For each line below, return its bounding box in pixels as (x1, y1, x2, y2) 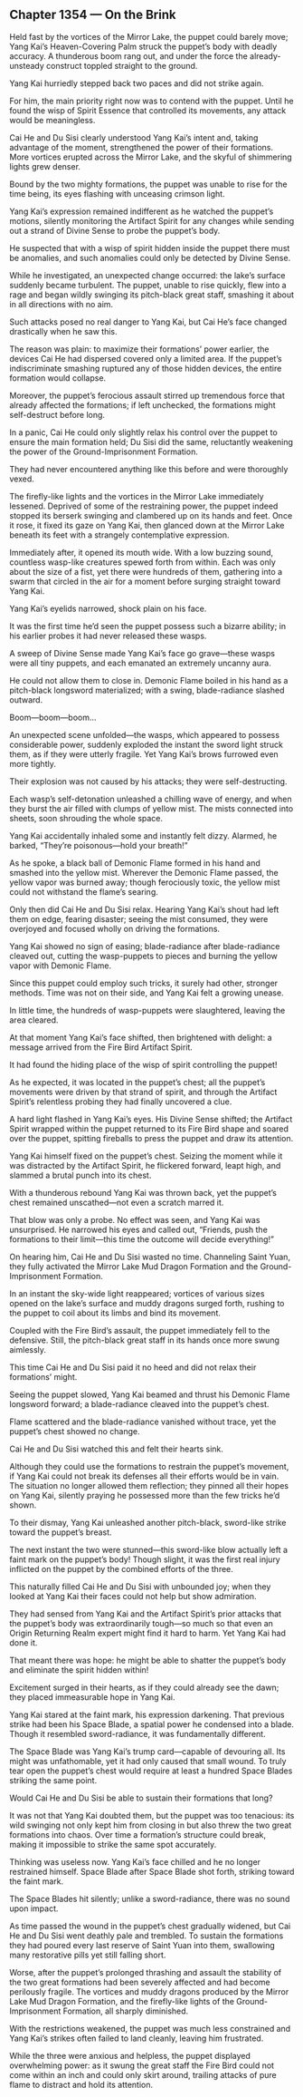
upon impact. (9, 1903, 59, 1914)
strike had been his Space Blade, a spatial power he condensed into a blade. (9, 1718, 294, 1730)
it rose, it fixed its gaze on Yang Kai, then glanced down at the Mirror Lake (9, 519, 285, 530)
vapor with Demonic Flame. (9, 960, 111, 971)
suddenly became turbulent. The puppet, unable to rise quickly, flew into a (9, 279, 287, 290)
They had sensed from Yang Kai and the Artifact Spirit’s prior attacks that (9, 1608, 282, 1619)
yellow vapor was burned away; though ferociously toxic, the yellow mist (9, 877, 280, 888)
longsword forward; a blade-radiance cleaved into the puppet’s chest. (9, 1398, 270, 1409)
